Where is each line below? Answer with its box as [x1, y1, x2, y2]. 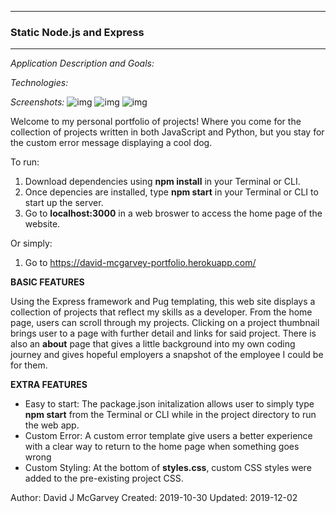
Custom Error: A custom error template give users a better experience [24, 430, 313, 442]
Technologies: [10, 77, 69, 89]
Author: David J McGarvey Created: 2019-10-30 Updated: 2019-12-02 [10, 492, 298, 504]
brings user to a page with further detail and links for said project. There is [10, 327, 317, 340]
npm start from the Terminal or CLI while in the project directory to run [24, 409, 317, 421]
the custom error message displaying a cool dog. [10, 137, 213, 149]
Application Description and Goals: [10, 57, 155, 70]
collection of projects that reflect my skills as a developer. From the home [10, 306, 313, 318]
